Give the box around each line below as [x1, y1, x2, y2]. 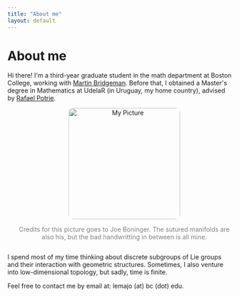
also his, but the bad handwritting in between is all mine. [41, 233, 208, 241]
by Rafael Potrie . [7, 94, 56, 103]
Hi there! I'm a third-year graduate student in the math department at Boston [7, 71, 232, 80]
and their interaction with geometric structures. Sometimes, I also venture [7, 261, 224, 269]
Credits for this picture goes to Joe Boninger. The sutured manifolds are [19, 225, 230, 234]
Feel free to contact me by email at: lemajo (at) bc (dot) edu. [7, 282, 184, 291]
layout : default [7, 17, 56, 24]
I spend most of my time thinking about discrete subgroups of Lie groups [7, 253, 222, 261]
